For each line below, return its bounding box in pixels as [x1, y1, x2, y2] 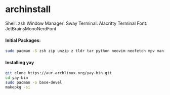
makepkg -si [5, 84, 30, 89]
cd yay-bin [5, 75, 28, 80]
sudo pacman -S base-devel [5, 80, 62, 85]
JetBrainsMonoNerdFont [5, 25, 57, 31]
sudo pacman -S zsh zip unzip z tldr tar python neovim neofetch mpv [5, 49, 155, 54]
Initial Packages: [5, 37, 41, 43]
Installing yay [5, 59, 34, 65]
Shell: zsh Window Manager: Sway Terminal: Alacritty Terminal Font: [5, 20, 148, 26]
